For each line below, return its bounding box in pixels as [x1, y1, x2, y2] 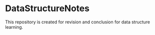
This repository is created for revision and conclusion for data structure [5, 19, 151, 25]
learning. [5, 24, 23, 30]
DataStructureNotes [5, 3, 90, 14]
